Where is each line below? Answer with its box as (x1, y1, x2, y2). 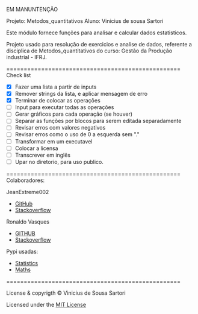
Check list (6, 72, 31, 78)
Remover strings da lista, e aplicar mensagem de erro (14, 90, 148, 98)
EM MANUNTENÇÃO (6, 6, 58, 13)
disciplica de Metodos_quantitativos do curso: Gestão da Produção (6, 47, 173, 54)
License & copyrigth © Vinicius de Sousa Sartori (6, 289, 126, 297)
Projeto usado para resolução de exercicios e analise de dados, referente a (6, 41, 193, 48)
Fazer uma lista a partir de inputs (14, 83, 97, 90)
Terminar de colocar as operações (14, 97, 101, 104)
